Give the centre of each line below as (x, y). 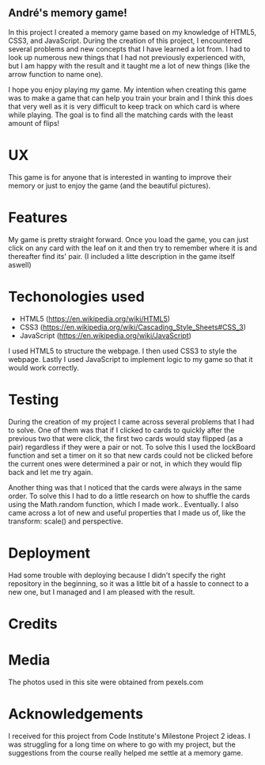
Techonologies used (76, 297)
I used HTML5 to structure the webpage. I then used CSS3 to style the (123, 351)
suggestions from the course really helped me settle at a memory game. (126, 752)
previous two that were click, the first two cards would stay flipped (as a (126, 438)
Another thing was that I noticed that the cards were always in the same (125, 487)
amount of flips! (34, 123)
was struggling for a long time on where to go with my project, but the (122, 744)
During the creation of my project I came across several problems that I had (131, 421)
